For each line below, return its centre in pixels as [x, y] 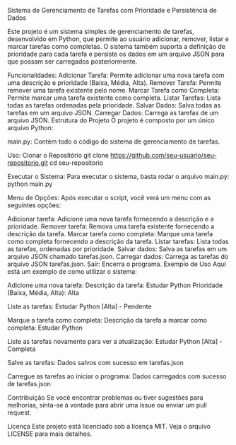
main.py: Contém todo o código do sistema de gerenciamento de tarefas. [114, 141]
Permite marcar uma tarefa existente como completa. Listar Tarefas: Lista [114, 98]
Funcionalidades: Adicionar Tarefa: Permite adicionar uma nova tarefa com [116, 75]
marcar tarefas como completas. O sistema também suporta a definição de [117, 46]
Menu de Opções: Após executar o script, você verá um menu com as [109, 198]
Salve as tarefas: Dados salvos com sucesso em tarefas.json [95, 363]
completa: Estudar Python [45, 328]
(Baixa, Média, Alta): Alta [43, 293]
